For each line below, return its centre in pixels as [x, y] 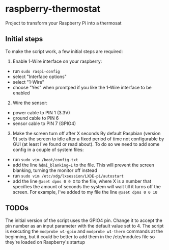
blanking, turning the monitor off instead [55, 170]
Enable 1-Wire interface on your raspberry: [57, 61]
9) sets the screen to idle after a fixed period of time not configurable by [88, 139]
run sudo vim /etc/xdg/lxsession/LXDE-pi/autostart [68, 176]
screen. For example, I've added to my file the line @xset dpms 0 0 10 [85, 192]
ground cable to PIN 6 [36, 118]
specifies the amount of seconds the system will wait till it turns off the [87, 186]
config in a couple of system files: [48, 149]
